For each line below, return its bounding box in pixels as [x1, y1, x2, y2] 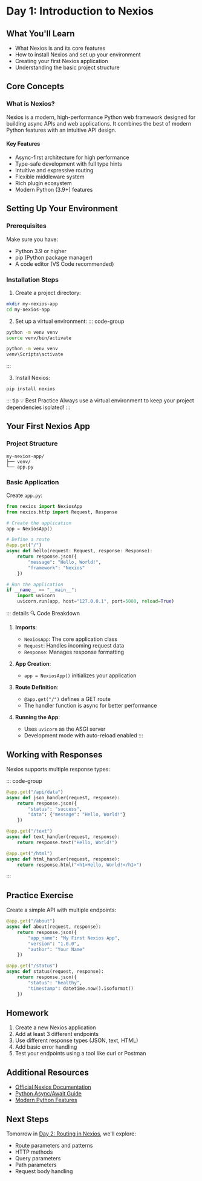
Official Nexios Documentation [15, 1083, 92, 1091]
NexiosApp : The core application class [24, 635, 118, 643]
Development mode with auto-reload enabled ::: [24, 732, 143, 739]
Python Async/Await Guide [15, 1090, 82, 1097]
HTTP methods [15, 1148, 53, 1156]
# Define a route [6, 536, 50, 543]
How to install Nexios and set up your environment [15, 51, 141, 58]
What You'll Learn [6, 29, 75, 39]
